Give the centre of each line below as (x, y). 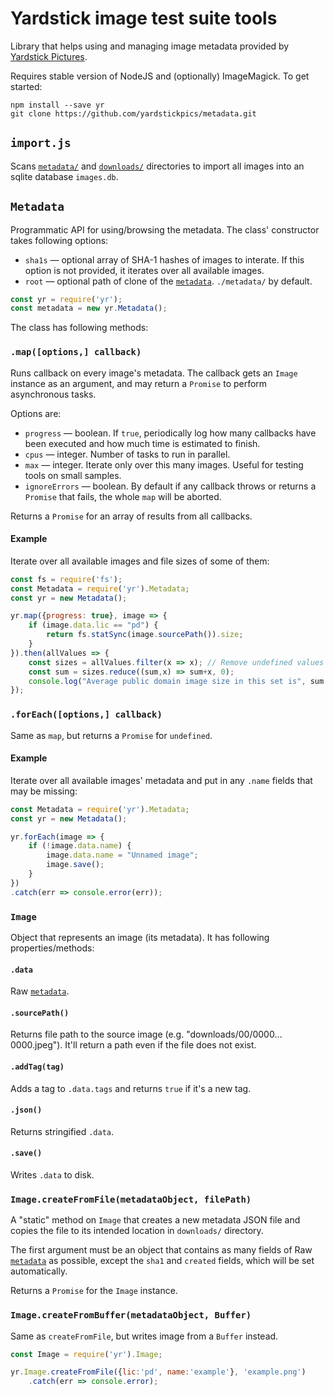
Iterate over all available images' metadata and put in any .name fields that (161, 780)
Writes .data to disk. (52, 1175)
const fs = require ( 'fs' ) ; (66, 579)
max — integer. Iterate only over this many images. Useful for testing (164, 464)
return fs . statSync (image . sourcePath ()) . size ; (145, 635)
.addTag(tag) (37, 1067)
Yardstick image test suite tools (144, 18)
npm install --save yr (57, 105)
